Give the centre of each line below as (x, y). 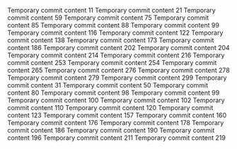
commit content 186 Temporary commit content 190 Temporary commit (111, 130)
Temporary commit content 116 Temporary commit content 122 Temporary (115, 32)
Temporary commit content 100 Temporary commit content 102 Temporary (116, 100)
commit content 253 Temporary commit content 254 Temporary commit (112, 62)
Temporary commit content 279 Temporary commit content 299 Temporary (117, 78)
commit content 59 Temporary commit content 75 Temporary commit (108, 18)
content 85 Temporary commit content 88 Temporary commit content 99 (113, 25)
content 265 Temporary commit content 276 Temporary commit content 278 (118, 70)
